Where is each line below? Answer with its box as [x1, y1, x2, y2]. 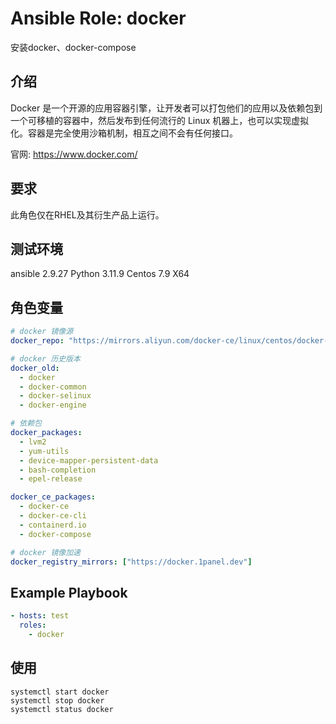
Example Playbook [10, 584, 128, 601]
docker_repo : [10, 336, 65, 346]
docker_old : [10, 363, 60, 373]
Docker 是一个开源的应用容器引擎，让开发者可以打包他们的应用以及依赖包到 [10, 102, 323, 114]
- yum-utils [19, 446, 70, 456]
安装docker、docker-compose [10, 41, 137, 53]
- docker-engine [19, 400, 87, 411]
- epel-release [19, 474, 83, 484]
